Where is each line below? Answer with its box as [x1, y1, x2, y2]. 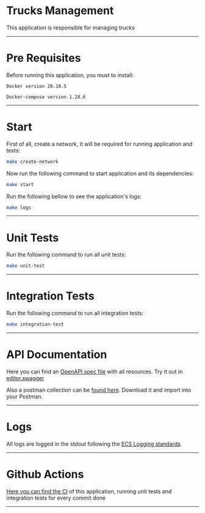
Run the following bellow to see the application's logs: [6, 192, 142, 200]
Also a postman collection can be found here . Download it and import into [6, 386, 192, 394]
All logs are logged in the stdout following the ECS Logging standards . [6, 440, 182, 447]
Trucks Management [6, 4, 114, 18]
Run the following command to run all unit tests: [6, 251, 126, 258]
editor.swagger [6, 375, 45, 381]
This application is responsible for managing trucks [6, 24, 135, 31]
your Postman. [6, 393, 43, 400]
